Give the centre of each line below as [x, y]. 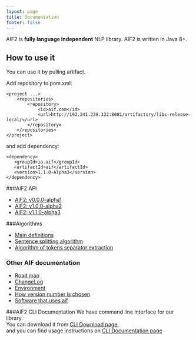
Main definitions [34, 235]
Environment [30, 288]
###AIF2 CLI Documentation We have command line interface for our [90, 312]
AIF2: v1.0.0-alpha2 [38, 206]
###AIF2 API [21, 188]
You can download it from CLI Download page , [63, 325]
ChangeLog [29, 282]
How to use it [31, 57]
